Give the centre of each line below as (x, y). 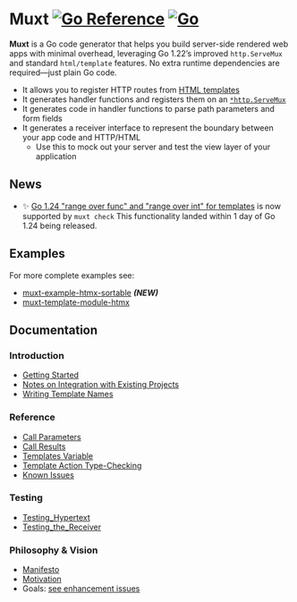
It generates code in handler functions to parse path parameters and (148, 108)
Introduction (37, 355)
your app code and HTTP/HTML (81, 137)
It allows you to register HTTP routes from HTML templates (131, 89)
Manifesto (41, 570)
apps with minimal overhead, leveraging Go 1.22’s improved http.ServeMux (146, 53)
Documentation (54, 330)
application (56, 156)
